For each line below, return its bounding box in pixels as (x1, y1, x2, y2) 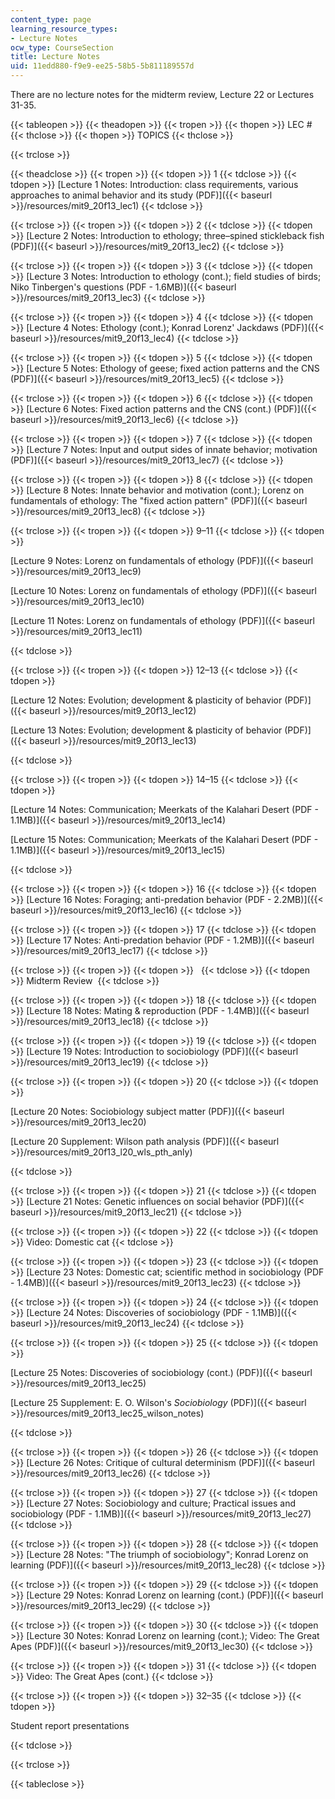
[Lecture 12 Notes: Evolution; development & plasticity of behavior (10, 694, 283, 706)
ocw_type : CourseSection (10, 42, 114, 53)
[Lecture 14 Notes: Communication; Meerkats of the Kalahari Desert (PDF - (10, 804, 319, 815)
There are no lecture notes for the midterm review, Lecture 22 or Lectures (10, 89, 315, 100)
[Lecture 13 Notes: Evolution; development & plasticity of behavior (10, 724, 283, 736)
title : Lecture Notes (10, 52, 101, 62)
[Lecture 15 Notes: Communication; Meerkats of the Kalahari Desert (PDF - (10, 834, 319, 845)
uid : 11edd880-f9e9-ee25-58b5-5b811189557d (10, 61, 195, 71)
